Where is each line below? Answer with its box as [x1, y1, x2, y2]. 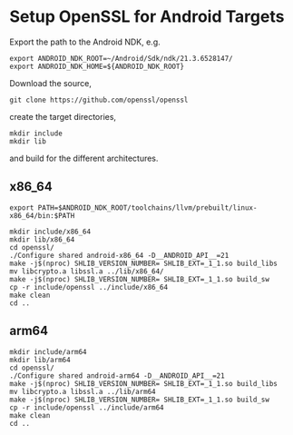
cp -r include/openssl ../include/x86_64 [9, 282, 169, 292]
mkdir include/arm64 [9, 347, 88, 356]
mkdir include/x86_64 [9, 227, 92, 236]
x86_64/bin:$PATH [9, 211, 75, 220]
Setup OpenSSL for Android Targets [9, 6, 285, 27]
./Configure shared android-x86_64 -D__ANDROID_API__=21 [9, 251, 230, 260]
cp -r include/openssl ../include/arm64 [9, 402, 165, 412]
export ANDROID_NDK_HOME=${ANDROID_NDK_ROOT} [9, 62, 184, 71]
